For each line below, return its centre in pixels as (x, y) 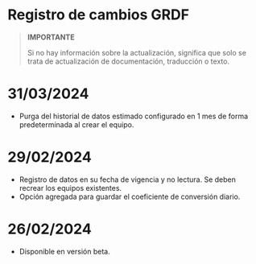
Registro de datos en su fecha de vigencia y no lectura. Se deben (128, 179)
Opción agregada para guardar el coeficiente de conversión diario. (130, 196)
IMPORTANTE (51, 37)
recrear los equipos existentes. (70, 188)
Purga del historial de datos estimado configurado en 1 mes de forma (134, 116)
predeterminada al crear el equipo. (76, 124)
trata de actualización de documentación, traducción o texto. (128, 61)
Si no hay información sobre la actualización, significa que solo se (137, 52)
